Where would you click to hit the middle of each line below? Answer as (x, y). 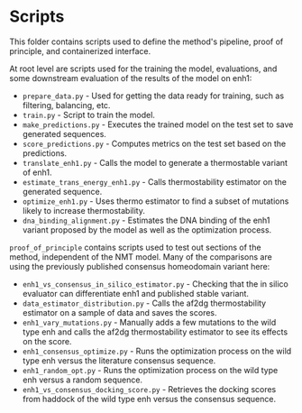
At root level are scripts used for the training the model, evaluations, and (143, 69)
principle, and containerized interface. (80, 50)
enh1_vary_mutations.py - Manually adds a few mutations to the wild (149, 322)
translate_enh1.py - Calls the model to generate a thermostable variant (155, 162)
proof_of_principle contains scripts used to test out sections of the (135, 247)
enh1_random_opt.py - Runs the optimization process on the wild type (150, 370)
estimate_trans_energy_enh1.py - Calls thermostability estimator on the (154, 181)
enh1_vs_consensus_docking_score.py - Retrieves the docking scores (149, 389)
